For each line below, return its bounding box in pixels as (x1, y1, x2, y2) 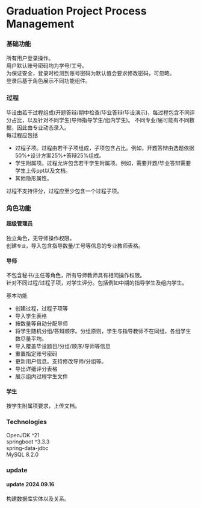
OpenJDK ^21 (6, 431, 40, 439)
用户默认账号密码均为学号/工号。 (6, 62, 88, 69)
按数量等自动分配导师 (14, 320, 68, 327)
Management (6, 17, 75, 31)
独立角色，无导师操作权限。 (6, 234, 75, 242)
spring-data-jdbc (6, 444, 49, 451)
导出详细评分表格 (14, 365, 58, 373)
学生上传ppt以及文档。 (14, 167, 71, 174)
